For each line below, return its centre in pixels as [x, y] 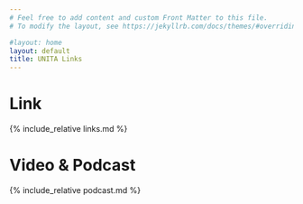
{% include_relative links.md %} [69, 129]
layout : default [40, 51]
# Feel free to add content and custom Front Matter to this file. [139, 18]
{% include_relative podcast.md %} [75, 190]
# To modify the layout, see [64, 26]
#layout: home [36, 42]
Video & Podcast [73, 166]
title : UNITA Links [46, 60]
